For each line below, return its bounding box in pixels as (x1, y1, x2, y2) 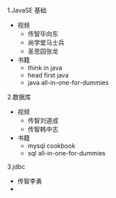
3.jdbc (7, 162, 26, 171)
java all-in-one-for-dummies (27, 79, 109, 86)
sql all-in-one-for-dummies (27, 149, 106, 157)
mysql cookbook (27, 142, 76, 150)
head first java (27, 71, 69, 79)
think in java (27, 63, 63, 72)
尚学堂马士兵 (27, 38, 65, 47)
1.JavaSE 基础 (7, 6, 47, 14)
